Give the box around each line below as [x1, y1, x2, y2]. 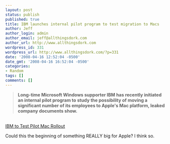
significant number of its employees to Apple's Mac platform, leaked [17, 102, 165, 109]
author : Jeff [5, 26, 33, 31]
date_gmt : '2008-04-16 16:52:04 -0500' [5, 59, 90, 64]
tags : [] [5, 73, 24, 78]
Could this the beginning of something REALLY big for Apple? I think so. [5, 132, 155, 139]
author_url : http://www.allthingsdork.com [5, 40, 96, 45]
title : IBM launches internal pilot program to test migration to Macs [5, 21, 159, 27]
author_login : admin [5, 31, 49, 36]
